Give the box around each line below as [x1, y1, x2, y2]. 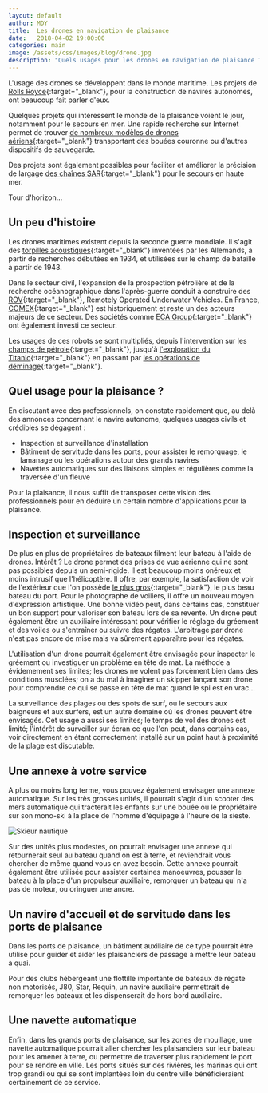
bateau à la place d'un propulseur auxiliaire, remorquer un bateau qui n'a [8, 876, 247, 885]
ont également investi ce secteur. [8, 320, 118, 330]
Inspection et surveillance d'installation [19, 438, 149, 447]
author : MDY [8, 19, 48, 27]
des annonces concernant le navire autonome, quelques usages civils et [8, 414, 246, 423]
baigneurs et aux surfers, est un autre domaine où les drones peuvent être [8, 707, 253, 717]
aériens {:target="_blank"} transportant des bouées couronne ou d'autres [8, 136, 248, 145]
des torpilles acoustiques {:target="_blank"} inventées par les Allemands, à [8, 245, 253, 255]
